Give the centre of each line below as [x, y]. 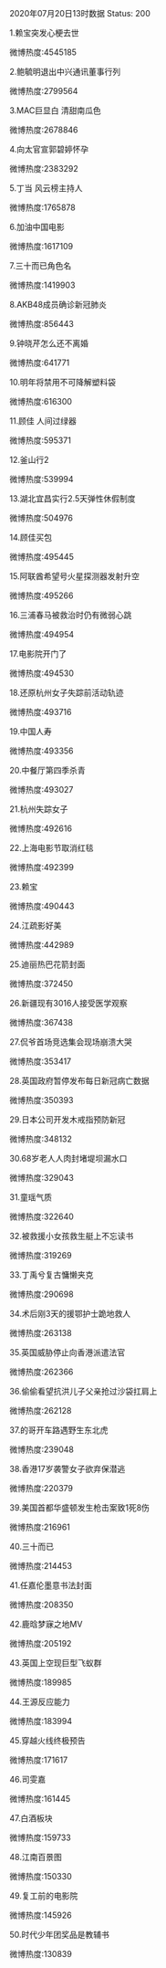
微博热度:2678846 [44, 130]
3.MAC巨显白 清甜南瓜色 [56, 111]
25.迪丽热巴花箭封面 [47, 964]
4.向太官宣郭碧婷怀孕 [49, 149]
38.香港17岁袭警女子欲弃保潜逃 [67, 1469]
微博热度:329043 [42, 1178]
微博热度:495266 [41, 595]
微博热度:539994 [42, 479]
